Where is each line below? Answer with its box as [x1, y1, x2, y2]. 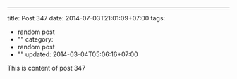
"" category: [17, 35, 54, 43]
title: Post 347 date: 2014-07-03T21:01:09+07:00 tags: [7, 14, 166, 22]
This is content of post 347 [7, 64, 86, 72]
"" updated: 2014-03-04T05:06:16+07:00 [17, 50, 139, 59]
